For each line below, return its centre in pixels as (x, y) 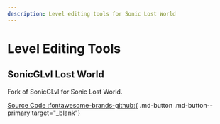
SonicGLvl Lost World (56, 75)
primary (19, 113)
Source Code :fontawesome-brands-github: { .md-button (90, 105)
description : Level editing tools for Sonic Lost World (92, 14)
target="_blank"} (56, 113)
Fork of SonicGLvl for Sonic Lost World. (65, 92)
